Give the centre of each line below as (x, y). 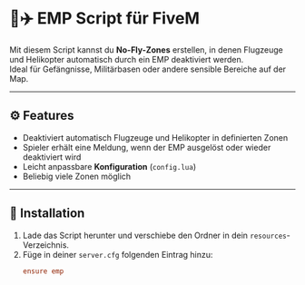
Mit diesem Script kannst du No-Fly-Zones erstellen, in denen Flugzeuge (147, 49)
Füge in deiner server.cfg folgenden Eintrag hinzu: (118, 254)
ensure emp (43, 271)
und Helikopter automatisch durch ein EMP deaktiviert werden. (127, 59)
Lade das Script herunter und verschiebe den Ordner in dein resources (155, 235)
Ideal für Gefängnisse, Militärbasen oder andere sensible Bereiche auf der (148, 69)
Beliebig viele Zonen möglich (77, 176)
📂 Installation (47, 214)
